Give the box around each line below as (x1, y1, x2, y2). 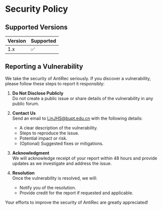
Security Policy (5, 3, 69, 15)
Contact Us (12, 110, 36, 116)
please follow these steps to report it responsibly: (5, 80, 105, 86)
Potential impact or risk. (19, 135, 68, 141)
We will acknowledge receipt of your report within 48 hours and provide (12, 155, 158, 161)
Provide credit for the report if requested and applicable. (19, 190, 134, 196)
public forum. (12, 101, 39, 106)
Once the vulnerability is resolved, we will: (12, 175, 97, 181)
